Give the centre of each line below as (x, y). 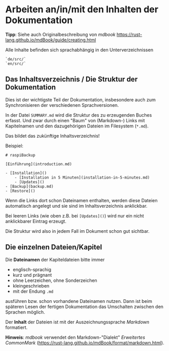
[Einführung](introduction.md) (39, 164)
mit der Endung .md (33, 291)
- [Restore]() (20, 191)
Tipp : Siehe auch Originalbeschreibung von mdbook (60, 34)
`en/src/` (16, 63)
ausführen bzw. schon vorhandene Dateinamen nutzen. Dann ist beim (79, 301)
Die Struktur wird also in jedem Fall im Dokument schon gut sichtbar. (77, 231)
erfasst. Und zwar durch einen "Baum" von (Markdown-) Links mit (75, 120)
